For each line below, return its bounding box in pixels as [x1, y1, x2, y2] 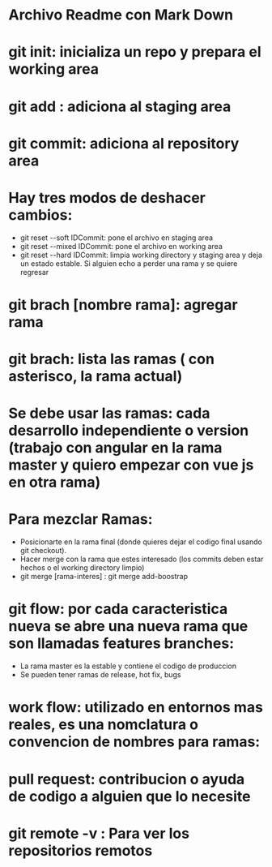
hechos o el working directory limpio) [19, 563, 145, 573]
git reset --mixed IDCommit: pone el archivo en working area [19, 241, 223, 251]
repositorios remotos [8, 841, 153, 860]
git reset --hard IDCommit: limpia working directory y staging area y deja [19, 250, 263, 260]
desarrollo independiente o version [8, 422, 249, 440]
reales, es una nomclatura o [8, 715, 198, 734]
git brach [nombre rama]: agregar [8, 295, 238, 314]
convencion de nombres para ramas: [8, 732, 261, 751]
